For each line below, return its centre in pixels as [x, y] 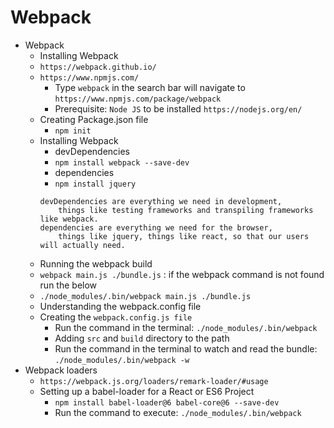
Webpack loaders [61, 370]
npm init [73, 131]
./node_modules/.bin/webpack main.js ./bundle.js [145, 296]
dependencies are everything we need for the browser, [156, 227]
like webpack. [69, 219]
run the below [68, 285]
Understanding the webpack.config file [120, 306]
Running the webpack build [96, 263]
